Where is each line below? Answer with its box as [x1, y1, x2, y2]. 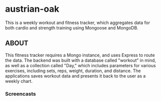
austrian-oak [5, 3, 60, 15]
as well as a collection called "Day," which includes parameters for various [5, 62, 156, 68]
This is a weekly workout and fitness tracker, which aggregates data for [5, 20, 150, 25]
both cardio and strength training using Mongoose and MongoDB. [5, 25, 139, 30]
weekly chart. [5, 78, 33, 84]
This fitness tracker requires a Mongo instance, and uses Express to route [5, 52, 155, 58]
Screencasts [5, 90, 36, 97]
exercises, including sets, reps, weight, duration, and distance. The [5, 68, 141, 74]
